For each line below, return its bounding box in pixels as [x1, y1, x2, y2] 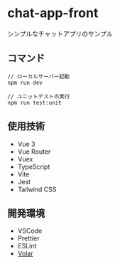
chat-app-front [7, 5, 99, 21]
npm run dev [7, 79, 43, 86]
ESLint [17, 242, 37, 250]
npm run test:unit [7, 99, 62, 106]
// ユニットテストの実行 [7, 93, 70, 100]
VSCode [17, 226, 43, 236]
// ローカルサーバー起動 [7, 73, 70, 80]
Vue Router [17, 147, 51, 156]
